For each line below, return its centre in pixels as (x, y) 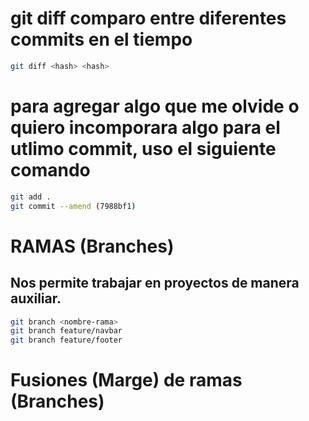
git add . (31, 197)
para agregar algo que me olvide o (155, 106)
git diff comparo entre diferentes (148, 18)
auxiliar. (36, 298)
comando (50, 170)
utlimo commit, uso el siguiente (143, 149)
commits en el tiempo (101, 39)
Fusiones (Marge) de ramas (126, 380)
